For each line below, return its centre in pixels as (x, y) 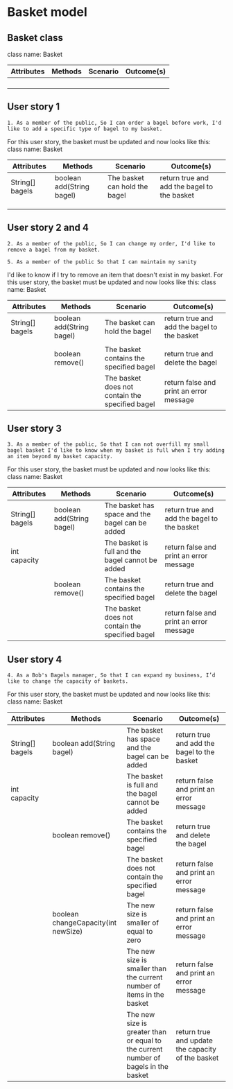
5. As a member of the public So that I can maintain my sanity (102, 262)
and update (194, 1040)
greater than (147, 1032)
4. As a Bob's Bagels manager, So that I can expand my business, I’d (111, 676)
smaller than (147, 969)
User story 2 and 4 (48, 228)
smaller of (143, 923)
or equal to (144, 1040)
